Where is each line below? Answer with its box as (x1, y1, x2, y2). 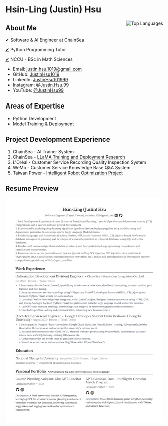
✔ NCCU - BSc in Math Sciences (5, 56, 73, 62)
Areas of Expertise (5, 102, 65, 111)
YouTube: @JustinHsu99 (12, 87, 64, 93)
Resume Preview (5, 184, 59, 193)
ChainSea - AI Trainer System (12, 148, 74, 154)
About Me (5, 24, 37, 32)
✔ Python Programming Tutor (5, 47, 66, 52)
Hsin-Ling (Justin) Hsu (5, 4, 102, 15)
